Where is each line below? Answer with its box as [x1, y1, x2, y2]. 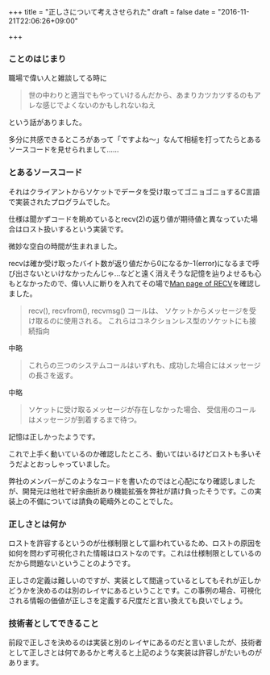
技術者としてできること [8, 618, 99, 629]
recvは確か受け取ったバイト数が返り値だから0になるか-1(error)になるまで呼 [8, 258, 260, 268]
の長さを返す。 [27, 370, 78, 380]
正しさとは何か [8, 519, 67, 530]
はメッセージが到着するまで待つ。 [27, 415, 141, 424]
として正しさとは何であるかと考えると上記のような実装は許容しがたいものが [8, 648, 263, 657]
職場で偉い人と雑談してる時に [8, 73, 107, 83]
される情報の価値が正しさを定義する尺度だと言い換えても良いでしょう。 [8, 595, 247, 605]
